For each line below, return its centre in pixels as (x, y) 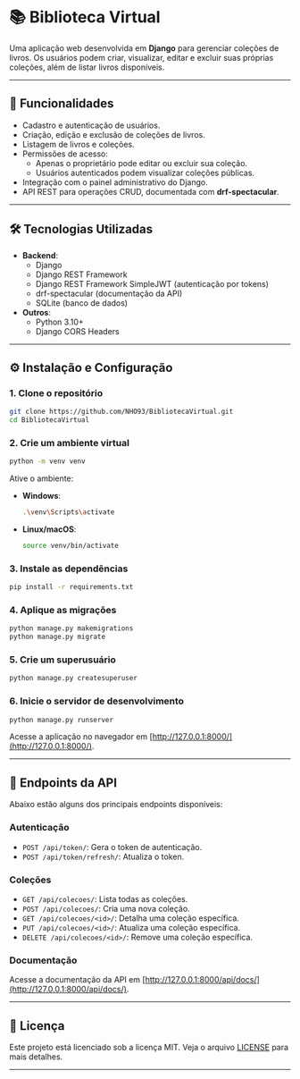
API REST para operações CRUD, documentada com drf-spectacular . (150, 191)
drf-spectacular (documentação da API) (109, 293)
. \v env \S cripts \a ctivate (68, 512)
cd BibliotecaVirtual (50, 420)
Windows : (41, 496)
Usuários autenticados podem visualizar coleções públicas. (145, 173)
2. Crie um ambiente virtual (69, 443)
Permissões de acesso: (65, 154)
